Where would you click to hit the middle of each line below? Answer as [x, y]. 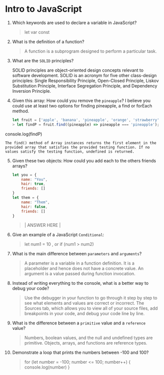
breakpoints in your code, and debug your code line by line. [84, 314]
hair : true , [33, 184]
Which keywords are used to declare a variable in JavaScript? [74, 23]
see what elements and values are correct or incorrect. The [84, 303]
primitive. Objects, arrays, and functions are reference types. [86, 343]
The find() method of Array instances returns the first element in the [81, 143]
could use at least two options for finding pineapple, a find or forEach [82, 106]
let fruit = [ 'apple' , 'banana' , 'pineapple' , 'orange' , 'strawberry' [86, 120]
